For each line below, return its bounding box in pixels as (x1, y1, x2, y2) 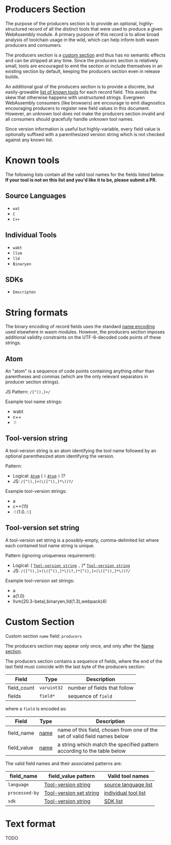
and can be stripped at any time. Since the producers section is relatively (5, 57, 159, 63)
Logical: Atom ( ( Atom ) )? (12, 472, 66, 479)
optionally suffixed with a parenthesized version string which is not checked (5, 131, 165, 137)
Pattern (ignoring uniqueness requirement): (5, 552, 96, 559)
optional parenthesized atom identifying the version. (5, 453, 115, 459)
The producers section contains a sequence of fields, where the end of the (5, 658, 163, 664)
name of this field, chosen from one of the (58, 726, 158, 733)
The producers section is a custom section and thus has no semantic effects (5, 52, 166, 58)
